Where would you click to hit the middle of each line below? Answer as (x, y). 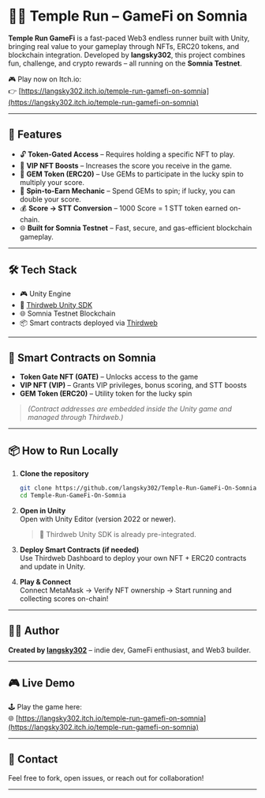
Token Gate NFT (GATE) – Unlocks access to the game (109, 377)
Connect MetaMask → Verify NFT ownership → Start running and (126, 590)
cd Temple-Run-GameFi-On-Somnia (73, 496)
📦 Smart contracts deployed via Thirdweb (88, 323)
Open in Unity (43, 510)
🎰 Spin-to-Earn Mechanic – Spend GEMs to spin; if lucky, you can (127, 191)
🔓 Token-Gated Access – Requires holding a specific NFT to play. (127, 154)
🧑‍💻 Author (34, 631)
